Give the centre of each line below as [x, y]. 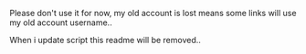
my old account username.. [61, 22]
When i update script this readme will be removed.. [105, 40]
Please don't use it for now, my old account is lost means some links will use [153, 13]
